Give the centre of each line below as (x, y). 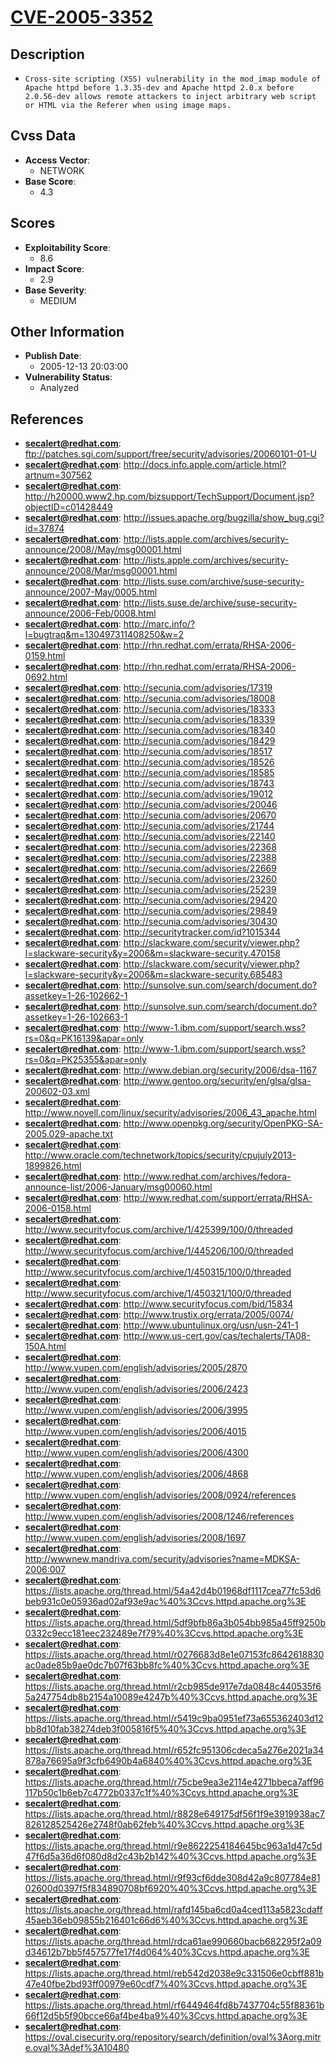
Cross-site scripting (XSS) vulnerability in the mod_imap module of (173, 79)
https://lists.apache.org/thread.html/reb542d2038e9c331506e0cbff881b (174, 1973)
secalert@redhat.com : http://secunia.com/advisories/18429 (150, 741)
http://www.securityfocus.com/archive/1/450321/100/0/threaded (158, 1293)
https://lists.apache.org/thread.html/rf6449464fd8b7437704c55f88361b (174, 2005)
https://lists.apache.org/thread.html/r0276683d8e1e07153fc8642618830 (174, 1655)
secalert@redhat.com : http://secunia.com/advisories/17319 (148, 688)
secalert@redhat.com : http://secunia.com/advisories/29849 (151, 911)
